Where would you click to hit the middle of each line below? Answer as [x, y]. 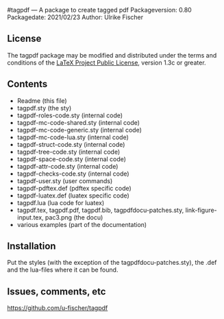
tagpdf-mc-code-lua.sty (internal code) [73, 137]
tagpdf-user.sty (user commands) [65, 180]
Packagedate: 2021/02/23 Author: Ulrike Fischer [75, 17]
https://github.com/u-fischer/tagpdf [58, 308]
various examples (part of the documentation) [82, 224]
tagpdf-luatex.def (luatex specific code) [73, 196]
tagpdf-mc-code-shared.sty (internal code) [78, 122]
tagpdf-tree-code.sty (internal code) [69, 152]
